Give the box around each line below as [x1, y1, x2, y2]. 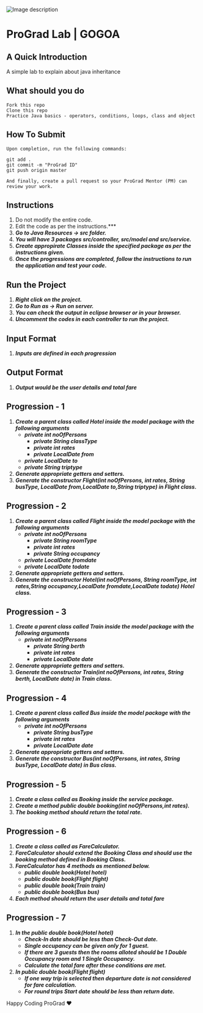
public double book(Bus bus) [24, 888, 100, 896]
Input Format [6, 333, 57, 344]
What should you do [6, 86, 84, 96]
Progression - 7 [6, 912, 66, 923]
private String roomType [33, 537, 97, 544]
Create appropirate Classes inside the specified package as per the [15, 243, 191, 250]
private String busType [33, 729, 94, 736]
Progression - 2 [6, 501, 67, 511]
